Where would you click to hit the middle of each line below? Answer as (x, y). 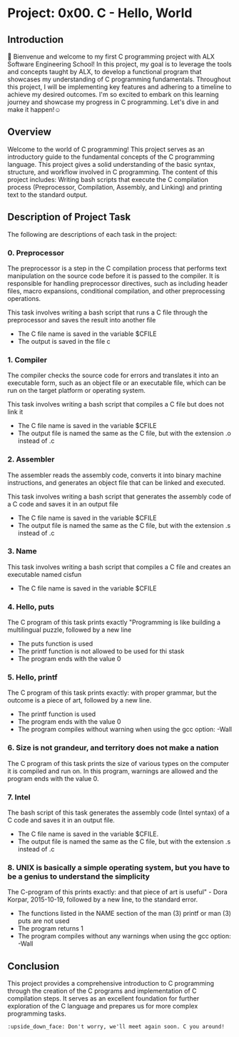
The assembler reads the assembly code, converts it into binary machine (115, 475)
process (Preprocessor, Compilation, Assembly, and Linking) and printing (115, 187)
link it (15, 412)
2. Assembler (31, 459)
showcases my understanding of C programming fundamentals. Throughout (119, 79)
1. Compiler (27, 359)
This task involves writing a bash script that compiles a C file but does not (116, 404)
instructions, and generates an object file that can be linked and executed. (116, 482)
